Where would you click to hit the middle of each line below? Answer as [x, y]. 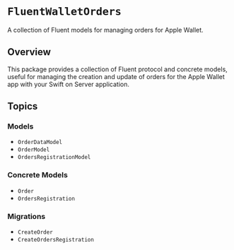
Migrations [27, 216]
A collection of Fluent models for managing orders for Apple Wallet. [105, 30]
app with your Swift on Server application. [68, 84]
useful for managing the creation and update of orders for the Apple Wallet [116, 76]
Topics [23, 106]
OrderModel [34, 150]
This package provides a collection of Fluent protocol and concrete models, [117, 69]
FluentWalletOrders [64, 12]
